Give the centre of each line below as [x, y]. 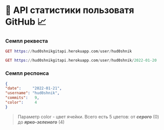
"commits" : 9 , [22, 98]
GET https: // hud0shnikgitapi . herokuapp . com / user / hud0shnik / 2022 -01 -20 [81, 60]
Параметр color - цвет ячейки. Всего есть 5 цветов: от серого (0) [88, 116]
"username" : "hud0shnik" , [32, 93]
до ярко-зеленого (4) [41, 122]
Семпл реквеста [26, 41]
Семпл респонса [27, 73]
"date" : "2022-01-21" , [34, 88]
